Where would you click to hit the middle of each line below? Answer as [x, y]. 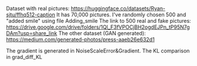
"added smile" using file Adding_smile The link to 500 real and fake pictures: [98, 21]
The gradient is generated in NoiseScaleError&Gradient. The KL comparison [98, 51]
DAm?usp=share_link [32, 33]
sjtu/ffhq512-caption [31, 15]
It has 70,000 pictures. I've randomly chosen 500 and [121, 15]
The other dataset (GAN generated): [102, 33]
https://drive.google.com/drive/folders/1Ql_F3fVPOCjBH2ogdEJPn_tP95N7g [98, 27]
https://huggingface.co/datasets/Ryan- [118, 8]
